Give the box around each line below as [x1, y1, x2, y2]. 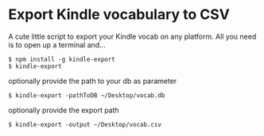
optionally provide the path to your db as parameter [8, 76, 177, 85]
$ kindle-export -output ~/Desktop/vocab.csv [8, 120, 161, 128]
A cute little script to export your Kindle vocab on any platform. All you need [8, 32, 257, 41]
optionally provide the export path [8, 105, 119, 115]
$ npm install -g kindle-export [8, 55, 115, 63]
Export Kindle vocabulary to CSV [8, 6, 231, 24]
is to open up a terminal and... [8, 40, 106, 49]
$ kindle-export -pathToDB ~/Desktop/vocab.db [8, 91, 165, 100]
